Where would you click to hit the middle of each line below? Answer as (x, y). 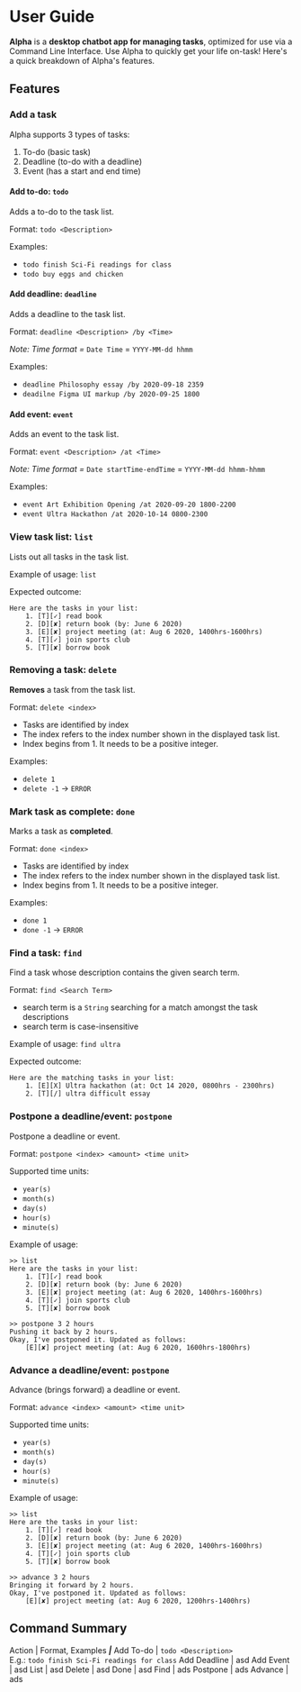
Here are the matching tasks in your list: (92, 1078)
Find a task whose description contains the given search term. (124, 973)
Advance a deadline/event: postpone (89, 1369)
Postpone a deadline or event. (65, 1136)
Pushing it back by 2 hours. (64, 1332)
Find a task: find (46, 953)
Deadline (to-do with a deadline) (82, 161)
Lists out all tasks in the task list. (69, 557)
